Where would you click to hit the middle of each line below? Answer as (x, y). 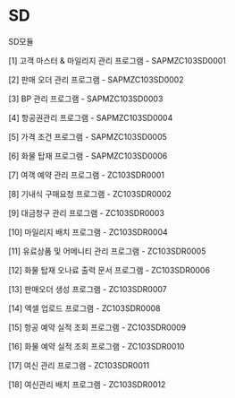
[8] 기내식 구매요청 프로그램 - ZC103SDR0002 (90, 194)
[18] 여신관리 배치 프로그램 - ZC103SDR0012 (87, 384)
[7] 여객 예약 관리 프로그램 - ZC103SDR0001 (87, 175)
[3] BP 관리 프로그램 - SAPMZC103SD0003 (86, 99)
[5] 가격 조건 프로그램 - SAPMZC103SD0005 (88, 136)
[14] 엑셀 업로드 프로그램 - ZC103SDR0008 (84, 308)
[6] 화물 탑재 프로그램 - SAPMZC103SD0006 (88, 156)
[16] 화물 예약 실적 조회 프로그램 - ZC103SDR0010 (97, 346)
